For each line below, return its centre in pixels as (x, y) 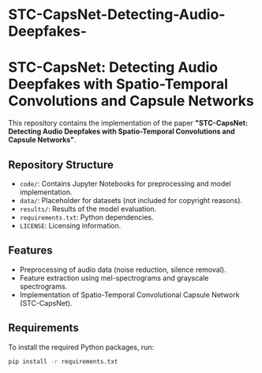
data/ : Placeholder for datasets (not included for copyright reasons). (131, 200)
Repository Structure (61, 165)
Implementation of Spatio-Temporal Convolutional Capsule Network (129, 295)
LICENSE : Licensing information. (70, 225)
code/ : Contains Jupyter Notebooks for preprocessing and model (125, 183)
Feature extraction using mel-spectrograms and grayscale (114, 277)
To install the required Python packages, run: (81, 347)
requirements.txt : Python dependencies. (86, 217)
